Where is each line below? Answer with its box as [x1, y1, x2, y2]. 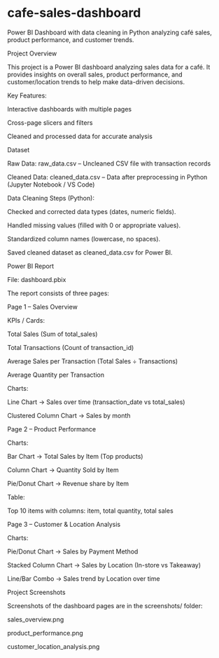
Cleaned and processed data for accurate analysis [7, 132, 153, 140]
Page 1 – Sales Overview [7, 302, 78, 311]
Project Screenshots [7, 588, 66, 596]
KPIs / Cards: [7, 316, 45, 324]
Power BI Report [7, 262, 55, 270]
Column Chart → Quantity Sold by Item [7, 465, 119, 474]
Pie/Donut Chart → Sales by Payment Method [7, 547, 139, 556]
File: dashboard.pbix [7, 275, 66, 283]
